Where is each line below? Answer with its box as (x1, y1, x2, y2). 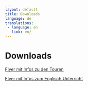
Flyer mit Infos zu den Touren (5, 66, 64, 72)
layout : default (5, 7, 38, 12)
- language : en (7, 25, 38, 30)
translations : (5, 20, 34, 26)
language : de (5, 16, 32, 21)
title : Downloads (5, 12, 40, 16)
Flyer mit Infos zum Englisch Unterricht (5, 75, 83, 81)
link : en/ (11, 29, 32, 34)
